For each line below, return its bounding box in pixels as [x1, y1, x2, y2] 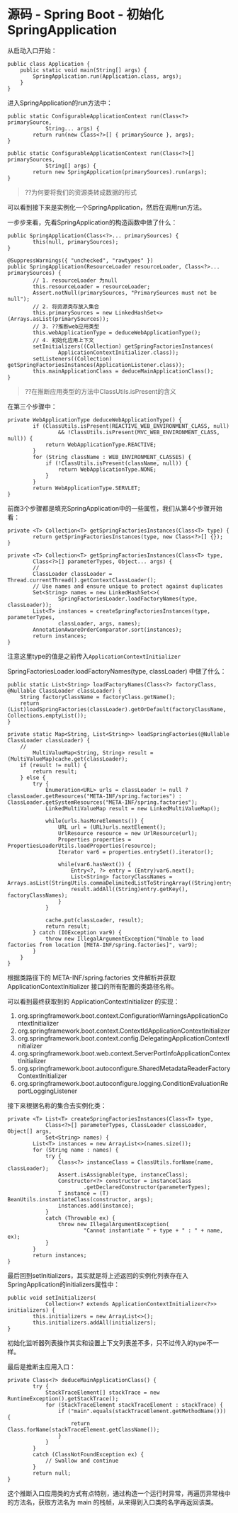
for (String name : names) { [33, 1146, 119, 1153]
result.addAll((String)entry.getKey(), [70, 885, 189, 892]
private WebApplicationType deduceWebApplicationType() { [7, 416, 182, 424]
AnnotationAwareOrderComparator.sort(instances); [33, 626, 182, 633]
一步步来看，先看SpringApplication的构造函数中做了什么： [7, 217, 178, 227]
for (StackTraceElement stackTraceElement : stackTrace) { [45, 1401, 223, 1408]
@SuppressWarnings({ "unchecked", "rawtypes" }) [7, 256, 154, 264]
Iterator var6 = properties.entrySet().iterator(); [57, 848, 214, 856]
